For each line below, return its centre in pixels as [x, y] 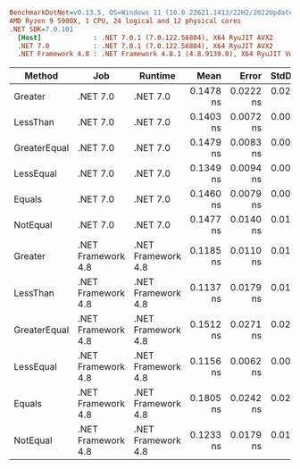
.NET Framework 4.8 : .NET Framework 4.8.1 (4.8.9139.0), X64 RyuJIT [149, 54]
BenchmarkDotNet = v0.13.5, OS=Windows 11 [86, 13]
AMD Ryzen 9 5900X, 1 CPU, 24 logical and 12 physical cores [125, 21]
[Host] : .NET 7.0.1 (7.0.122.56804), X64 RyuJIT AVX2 [146, 38]
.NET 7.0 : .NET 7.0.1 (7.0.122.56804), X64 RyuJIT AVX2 [146, 46]
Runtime [157, 76]
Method [42, 76]
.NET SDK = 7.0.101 [42, 29]
